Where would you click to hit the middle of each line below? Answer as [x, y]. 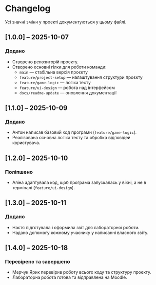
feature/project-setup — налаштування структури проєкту [81, 77]
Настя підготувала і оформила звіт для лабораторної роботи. [76, 227]
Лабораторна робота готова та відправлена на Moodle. [70, 277]
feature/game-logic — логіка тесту [55, 82]
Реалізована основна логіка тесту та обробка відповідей [71, 138]
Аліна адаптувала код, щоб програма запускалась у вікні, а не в [79, 182]
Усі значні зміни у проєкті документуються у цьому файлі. [66, 22]
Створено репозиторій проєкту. [45, 62]
